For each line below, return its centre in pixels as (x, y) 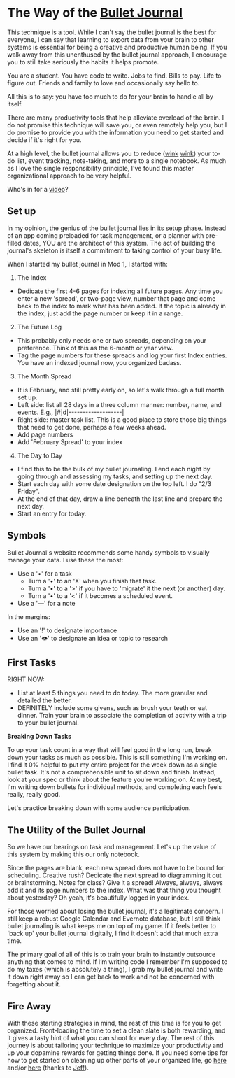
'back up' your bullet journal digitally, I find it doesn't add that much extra (113, 934)
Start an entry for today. (52, 513)
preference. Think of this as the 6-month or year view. (95, 348)
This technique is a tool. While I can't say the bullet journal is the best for (112, 32)
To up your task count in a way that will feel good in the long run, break (109, 750)
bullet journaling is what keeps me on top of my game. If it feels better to (112, 926)
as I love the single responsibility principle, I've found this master (101, 168)
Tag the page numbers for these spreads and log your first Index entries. (122, 355)
